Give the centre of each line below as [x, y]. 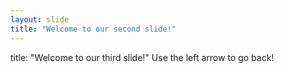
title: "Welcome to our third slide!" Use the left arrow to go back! [142, 57]
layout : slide [40, 19]
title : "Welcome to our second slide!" [93, 29]
